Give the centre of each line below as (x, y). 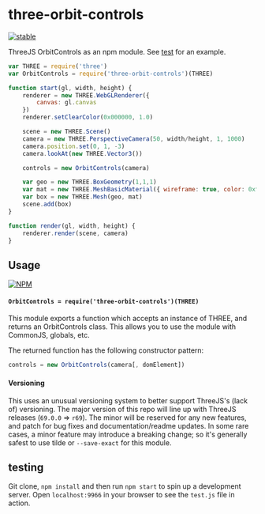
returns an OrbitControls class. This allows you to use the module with (122, 327)
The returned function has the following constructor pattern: (106, 350)
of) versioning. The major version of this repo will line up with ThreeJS (122, 409)
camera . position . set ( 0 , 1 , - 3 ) (74, 146)
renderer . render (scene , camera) (75, 233)
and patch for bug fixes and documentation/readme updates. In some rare (129, 425)
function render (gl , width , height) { (72, 226)
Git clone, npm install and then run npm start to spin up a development (125, 486)
